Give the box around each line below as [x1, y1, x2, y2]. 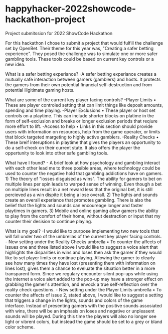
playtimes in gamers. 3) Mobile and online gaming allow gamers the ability [5, 208, 158, 214]
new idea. [5, 61, 26, 67]
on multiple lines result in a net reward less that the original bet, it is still [5, 186, 153, 192]
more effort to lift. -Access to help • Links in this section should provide [5, 123, 153, 129]
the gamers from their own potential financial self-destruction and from [5, 81, 152, 88]
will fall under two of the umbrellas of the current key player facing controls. [5, 233, 162, 239]
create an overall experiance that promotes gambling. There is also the [5, 197, 151, 203]
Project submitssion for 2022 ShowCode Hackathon [5, 30, 113, 36]
